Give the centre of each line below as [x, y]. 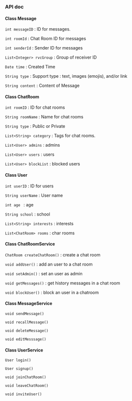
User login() [18, 360]
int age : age [19, 204]
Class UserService [24, 350]
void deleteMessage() [27, 331]
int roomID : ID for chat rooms [35, 107]
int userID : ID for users [29, 186]
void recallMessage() [27, 322]
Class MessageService [29, 303]
